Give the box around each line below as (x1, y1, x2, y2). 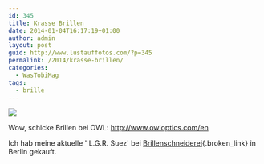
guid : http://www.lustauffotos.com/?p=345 (8, 49, 152, 57)
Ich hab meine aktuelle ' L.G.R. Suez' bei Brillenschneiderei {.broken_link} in (8, 138, 257, 148)
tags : (8, 78, 26, 86)
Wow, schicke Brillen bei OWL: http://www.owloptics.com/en (8, 123, 209, 133)
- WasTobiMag (15, 71, 59, 79)
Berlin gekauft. (8, 147, 57, 157)
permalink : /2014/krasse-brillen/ (8, 57, 124, 65)
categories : (8, 64, 48, 72)
